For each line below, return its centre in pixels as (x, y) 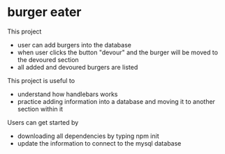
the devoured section (48, 59)
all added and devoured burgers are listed (78, 67)
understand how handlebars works (67, 94)
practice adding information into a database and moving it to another (116, 101)
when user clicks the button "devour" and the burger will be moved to (118, 52)
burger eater (44, 12)
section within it (40, 109)
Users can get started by (43, 122)
